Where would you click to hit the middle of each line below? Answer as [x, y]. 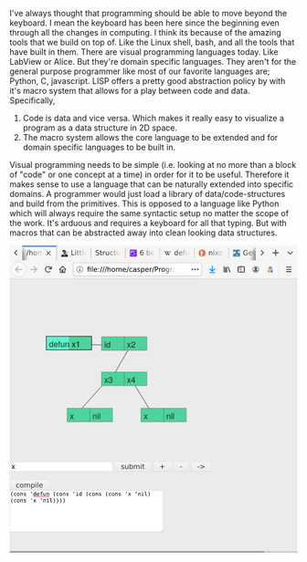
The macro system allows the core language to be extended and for [150, 137]
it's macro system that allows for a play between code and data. [130, 91]
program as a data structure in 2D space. [100, 128]
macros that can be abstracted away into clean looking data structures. [143, 233]
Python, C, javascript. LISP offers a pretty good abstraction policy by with [148, 81]
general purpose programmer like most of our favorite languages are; [140, 71]
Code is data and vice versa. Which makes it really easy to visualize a [153, 118]
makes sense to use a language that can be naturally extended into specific [152, 184]
